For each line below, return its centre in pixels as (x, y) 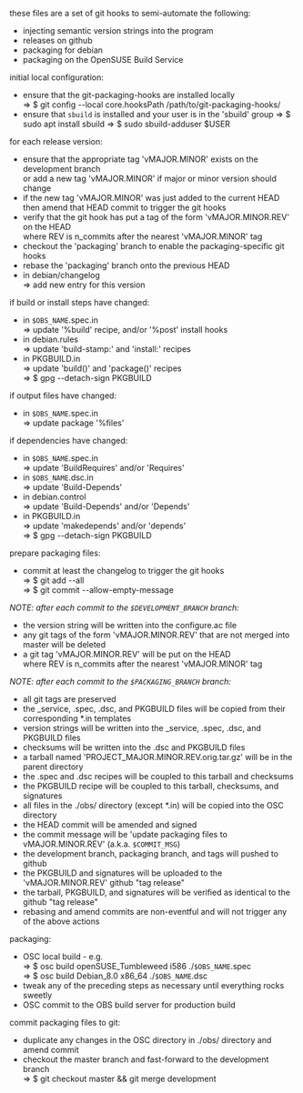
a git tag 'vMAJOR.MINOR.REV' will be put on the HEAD (126, 654)
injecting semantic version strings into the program (118, 30)
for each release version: (56, 141)
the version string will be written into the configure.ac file (130, 625)
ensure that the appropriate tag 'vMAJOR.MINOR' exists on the (141, 159)
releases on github (57, 40)
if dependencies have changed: (69, 441)
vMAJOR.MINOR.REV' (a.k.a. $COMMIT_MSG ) (101, 844)
